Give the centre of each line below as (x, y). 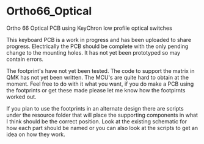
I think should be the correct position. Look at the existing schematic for (97, 121)
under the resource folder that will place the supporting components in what (102, 115)
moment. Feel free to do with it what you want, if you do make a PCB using (100, 84)
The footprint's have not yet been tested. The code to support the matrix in (100, 70)
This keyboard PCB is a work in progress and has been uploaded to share (99, 39)
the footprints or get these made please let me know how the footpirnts (96, 90)
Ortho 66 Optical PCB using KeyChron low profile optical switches (89, 28)
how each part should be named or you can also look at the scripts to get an (102, 128)
